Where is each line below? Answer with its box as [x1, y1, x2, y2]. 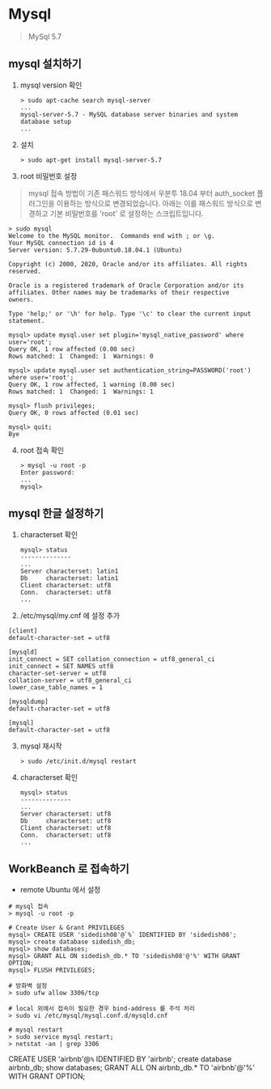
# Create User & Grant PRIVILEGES [8, 924, 125, 932]
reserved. [8, 267, 42, 275]
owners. [8, 295, 35, 303]
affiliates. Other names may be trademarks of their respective [8, 288, 230, 296]
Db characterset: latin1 [19, 574, 119, 583]
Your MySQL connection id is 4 [8, 239, 114, 247]
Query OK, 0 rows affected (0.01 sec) [8, 409, 139, 417]
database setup [19, 117, 72, 125]
